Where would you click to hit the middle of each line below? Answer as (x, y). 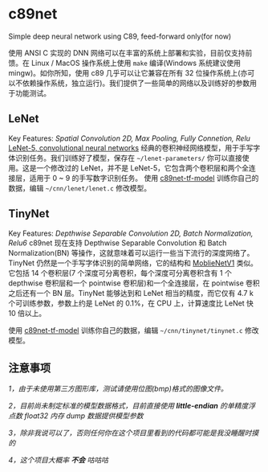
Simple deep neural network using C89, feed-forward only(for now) (120, 36)
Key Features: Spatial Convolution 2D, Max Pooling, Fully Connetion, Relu (130, 138)
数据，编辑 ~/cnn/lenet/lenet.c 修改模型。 (79, 188)
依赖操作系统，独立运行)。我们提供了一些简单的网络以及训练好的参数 (136, 83)
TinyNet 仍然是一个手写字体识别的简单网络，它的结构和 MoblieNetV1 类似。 (133, 263)
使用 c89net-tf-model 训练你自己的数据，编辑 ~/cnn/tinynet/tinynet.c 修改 (134, 330)
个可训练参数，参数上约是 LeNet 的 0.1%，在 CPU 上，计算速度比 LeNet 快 (131, 303)
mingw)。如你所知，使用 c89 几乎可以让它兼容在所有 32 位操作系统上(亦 (128, 72)
